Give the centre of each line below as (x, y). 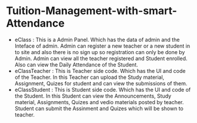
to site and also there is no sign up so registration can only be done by (100, 52)
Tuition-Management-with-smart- (92, 11)
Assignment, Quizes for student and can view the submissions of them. (101, 83)
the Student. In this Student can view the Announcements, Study (93, 96)
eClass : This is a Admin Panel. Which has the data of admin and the (97, 39)
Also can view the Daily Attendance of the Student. (76, 64)
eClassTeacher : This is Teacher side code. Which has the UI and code (100, 71)
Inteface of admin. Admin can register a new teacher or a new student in (102, 46)
